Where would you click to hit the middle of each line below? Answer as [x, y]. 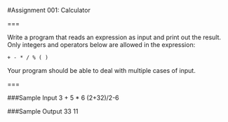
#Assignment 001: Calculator [49, 10]
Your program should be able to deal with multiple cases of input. [102, 70]
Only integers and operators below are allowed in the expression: [101, 45]
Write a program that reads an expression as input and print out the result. [114, 37]
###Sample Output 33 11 [43, 111]
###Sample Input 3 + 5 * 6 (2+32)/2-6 [63, 98]
